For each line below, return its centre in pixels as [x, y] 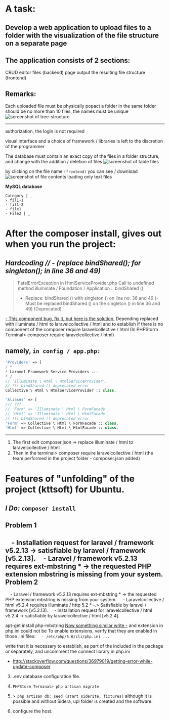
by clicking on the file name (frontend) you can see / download [72, 171]
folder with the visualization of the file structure [82, 35]
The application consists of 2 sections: [68, 60]
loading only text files [90, 177]
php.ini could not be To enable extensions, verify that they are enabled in [81, 631]
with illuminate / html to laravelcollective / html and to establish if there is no [84, 324]
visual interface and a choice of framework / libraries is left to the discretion [84, 141]
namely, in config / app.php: [53, 351]
